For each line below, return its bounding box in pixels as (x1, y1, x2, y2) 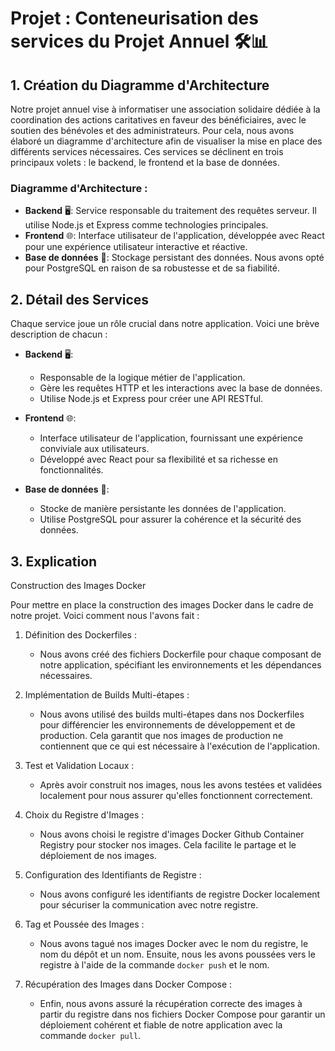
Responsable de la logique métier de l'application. (39, 372, 246, 384)
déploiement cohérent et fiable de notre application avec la (39, 1018, 283, 1031)
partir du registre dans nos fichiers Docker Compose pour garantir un (39, 1008, 326, 1020)
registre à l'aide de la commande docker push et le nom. (39, 958, 270, 971)
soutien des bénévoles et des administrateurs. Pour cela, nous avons (10, 125, 295, 136)
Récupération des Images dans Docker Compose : (24, 978, 233, 990)
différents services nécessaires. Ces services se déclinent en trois (10, 146, 284, 157)
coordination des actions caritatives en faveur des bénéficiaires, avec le (10, 114, 307, 126)
